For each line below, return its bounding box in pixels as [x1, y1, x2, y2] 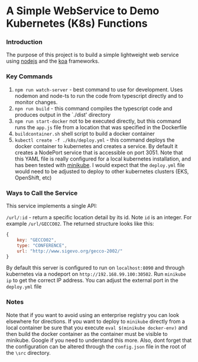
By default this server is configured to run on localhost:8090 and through [6, 264, 185, 271]
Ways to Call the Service [6, 188, 78, 197]
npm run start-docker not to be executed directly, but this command [14, 117, 181, 124]
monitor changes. [14, 98, 58, 105]
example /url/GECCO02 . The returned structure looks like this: [6, 220, 155, 228]
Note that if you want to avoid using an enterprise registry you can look [6, 311, 179, 318]
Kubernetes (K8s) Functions [6, 17, 148, 30]
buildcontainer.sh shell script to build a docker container [14, 130, 155, 137]
